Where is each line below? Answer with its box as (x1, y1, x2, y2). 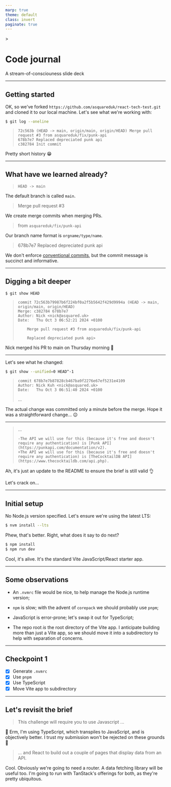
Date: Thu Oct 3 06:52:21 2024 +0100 (17, 318, 103, 323)
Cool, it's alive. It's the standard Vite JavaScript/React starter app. (5, 555, 144, 562)
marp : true (5, 7, 28, 13)
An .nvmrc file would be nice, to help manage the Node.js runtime (12, 589, 150, 595)
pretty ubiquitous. (5, 776, 43, 782)
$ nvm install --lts (5, 523, 49, 528)
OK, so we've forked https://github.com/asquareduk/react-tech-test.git (5, 104, 161, 110)
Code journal (5, 54, 61, 65)
